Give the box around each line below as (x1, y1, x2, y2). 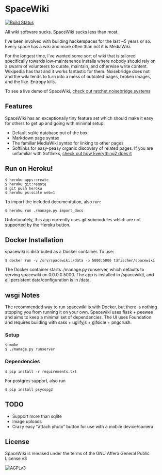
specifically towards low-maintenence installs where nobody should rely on (5, 58, 156, 64)
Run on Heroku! (5, 164, 53, 173)
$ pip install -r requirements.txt (5, 369, 77, 374)
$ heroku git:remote (5, 181, 47, 187)
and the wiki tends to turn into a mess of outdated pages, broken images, (5, 73, 151, 79)
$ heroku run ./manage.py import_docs (5, 208, 83, 213)
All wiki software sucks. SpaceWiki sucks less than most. (5, 29, 119, 35)
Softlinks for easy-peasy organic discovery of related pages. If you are (12, 145, 154, 151)
